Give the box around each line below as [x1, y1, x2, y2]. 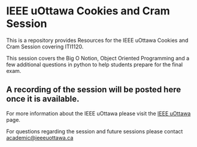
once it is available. [6, 94, 80, 104]
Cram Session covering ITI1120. [6, 43, 84, 50]
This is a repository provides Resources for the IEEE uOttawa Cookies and [6, 36, 189, 44]
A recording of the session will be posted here [6, 85, 181, 95]
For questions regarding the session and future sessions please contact [6, 127, 183, 135]
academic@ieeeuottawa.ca [6, 134, 74, 141]
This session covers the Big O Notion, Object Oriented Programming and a [6, 54, 190, 62]
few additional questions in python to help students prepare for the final [6, 61, 183, 68]
